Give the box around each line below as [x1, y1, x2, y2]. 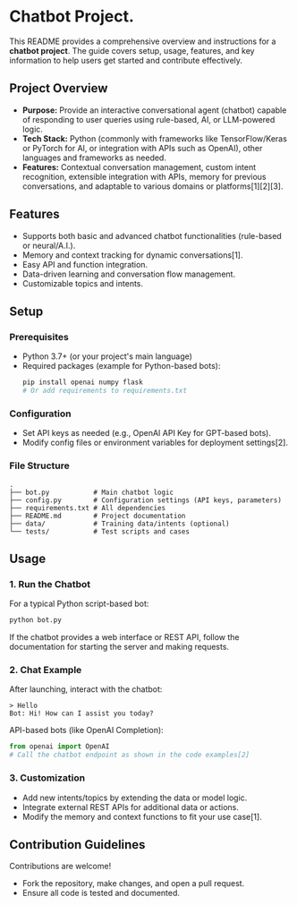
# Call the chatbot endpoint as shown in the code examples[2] [9, 750, 250, 760]
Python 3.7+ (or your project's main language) [21, 351, 192, 362]
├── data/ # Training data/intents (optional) [9, 519, 230, 528]
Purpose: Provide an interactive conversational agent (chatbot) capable [21, 105, 287, 115]
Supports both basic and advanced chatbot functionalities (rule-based [21, 230, 282, 241]
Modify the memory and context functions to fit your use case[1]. [21, 811, 262, 822]
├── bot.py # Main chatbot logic [9, 488, 174, 497]
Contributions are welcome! [9, 861, 112, 872]
